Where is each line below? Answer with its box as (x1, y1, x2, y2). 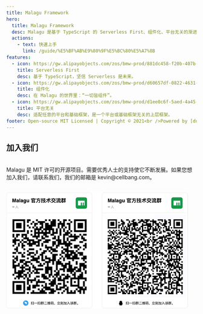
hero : (6, 16, 20, 22)
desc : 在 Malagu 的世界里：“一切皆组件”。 (17, 92, 115, 99)
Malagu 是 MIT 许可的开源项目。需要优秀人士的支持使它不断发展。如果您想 (6, 166, 192, 173)
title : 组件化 (17, 86, 50, 92)
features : (6, 54, 31, 60)
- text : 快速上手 (17, 42, 57, 48)
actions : (11, 35, 34, 42)
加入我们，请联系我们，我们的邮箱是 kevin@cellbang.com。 (6, 174, 155, 181)
